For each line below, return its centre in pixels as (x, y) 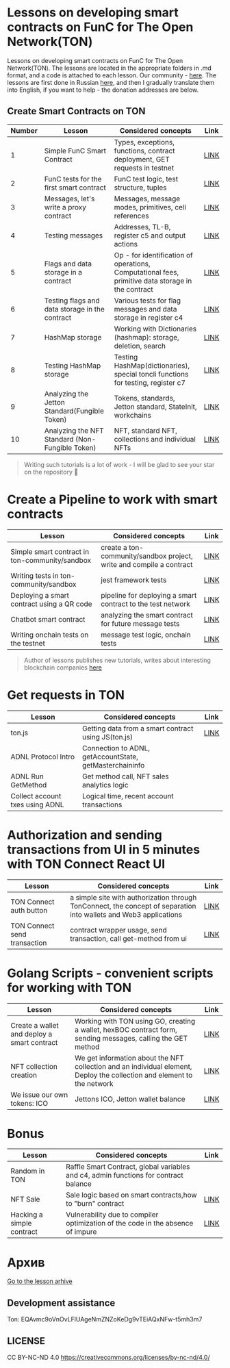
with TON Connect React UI (86, 864)
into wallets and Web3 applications (126, 914)
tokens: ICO (29, 1103)
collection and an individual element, (133, 1066)
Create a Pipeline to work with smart (112, 499)
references (131, 216)
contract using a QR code (51, 604)
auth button (29, 910)
